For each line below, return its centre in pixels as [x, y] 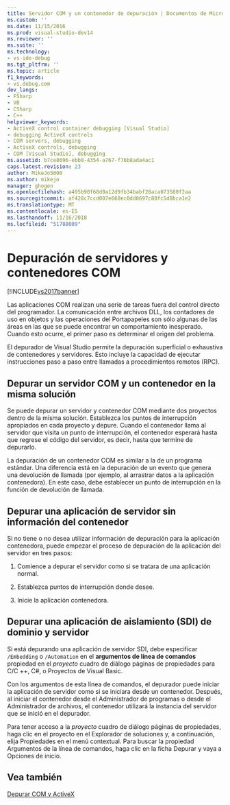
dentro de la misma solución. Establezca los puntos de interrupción [102, 418]
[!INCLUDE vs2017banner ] [43, 292]
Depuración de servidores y [88, 258]
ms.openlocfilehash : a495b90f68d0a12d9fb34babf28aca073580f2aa [99, 192]
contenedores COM [64, 272]
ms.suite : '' [26, 45]
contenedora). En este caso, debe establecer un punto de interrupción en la [114, 482]
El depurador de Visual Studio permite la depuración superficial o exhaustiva [115, 347]
